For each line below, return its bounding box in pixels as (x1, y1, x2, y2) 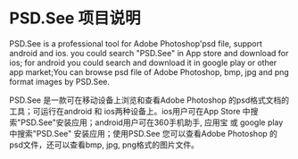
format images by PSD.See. (9, 76, 110, 87)
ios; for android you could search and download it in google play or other (9, 57, 277, 68)
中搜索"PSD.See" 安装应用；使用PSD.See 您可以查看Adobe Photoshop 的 (9, 128, 278, 138)
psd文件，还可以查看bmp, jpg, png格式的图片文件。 (9, 139, 199, 150)
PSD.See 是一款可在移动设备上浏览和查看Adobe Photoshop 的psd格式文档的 (9, 95, 290, 105)
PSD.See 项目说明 (9, 8, 141, 29)
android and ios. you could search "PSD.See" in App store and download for (9, 47, 289, 58)
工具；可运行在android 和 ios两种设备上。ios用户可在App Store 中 (9, 105, 252, 116)
